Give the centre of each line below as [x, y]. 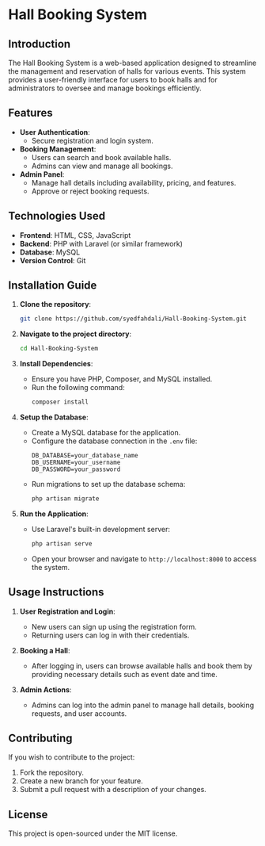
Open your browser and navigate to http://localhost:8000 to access [144, 559]
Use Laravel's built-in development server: [100, 529]
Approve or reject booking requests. [90, 191]
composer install [60, 402]
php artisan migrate [65, 499]
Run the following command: [78, 388]
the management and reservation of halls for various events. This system [127, 71]
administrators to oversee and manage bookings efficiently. [105, 88]
